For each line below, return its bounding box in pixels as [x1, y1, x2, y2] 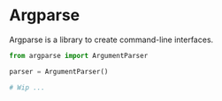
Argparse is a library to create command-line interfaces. [9, 34, 214, 45]
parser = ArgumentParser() [9, 67, 109, 76]
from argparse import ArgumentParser [9, 51, 149, 60]
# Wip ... [9, 83, 46, 92]
